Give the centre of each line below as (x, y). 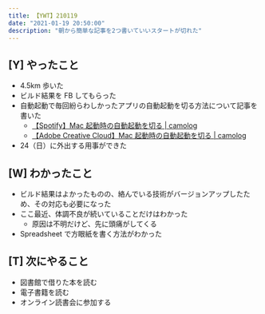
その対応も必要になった (73, 204)
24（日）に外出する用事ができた (73, 145)
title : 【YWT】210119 (43, 16)
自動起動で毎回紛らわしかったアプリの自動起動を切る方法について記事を (138, 105)
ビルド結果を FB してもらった (68, 96)
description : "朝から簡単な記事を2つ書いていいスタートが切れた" (105, 30)
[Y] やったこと (44, 65)
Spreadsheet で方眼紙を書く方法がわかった (91, 234)
